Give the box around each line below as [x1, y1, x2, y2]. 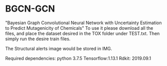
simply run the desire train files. [5, 36, 71, 42]
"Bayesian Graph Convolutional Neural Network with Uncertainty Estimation [5, 20, 162, 26]
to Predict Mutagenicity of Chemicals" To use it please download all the [5, 25, 153, 31]
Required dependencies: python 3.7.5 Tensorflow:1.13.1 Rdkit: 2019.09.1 [5, 55, 151, 61]
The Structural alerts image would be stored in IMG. [5, 45, 112, 51]
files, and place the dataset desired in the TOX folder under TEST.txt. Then [5, 30, 160, 36]
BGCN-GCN [5, 3, 55, 15]
